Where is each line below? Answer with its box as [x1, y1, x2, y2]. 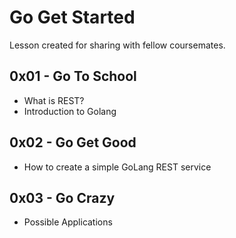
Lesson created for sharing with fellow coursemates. [9, 39, 226, 51]
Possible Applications [23, 216, 113, 228]
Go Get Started [9, 6, 136, 29]
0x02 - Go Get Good [9, 134, 137, 151]
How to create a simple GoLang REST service [23, 161, 212, 173]
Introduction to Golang [23, 105, 117, 117]
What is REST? [23, 94, 85, 106]
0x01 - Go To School [9, 68, 137, 85]
